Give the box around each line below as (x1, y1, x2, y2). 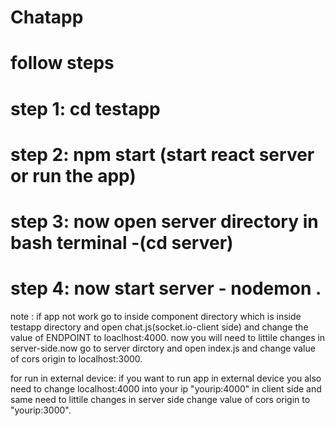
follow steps (10, 52, 115, 75)
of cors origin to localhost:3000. (10, 352, 143, 365)
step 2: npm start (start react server (10, 143, 315, 166)
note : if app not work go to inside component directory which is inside (10, 310, 302, 322)
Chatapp (10, 6, 84, 29)
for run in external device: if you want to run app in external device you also (10, 372, 322, 384)
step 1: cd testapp (10, 97, 161, 120)
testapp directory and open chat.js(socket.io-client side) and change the (10, 321, 309, 333)
